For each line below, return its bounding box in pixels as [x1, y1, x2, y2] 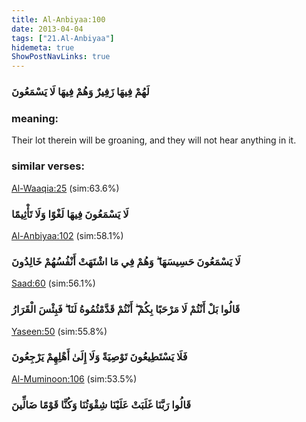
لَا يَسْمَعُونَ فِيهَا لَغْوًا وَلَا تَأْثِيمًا [11, 207, 129, 221]
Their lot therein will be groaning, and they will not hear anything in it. [11, 134, 297, 146]
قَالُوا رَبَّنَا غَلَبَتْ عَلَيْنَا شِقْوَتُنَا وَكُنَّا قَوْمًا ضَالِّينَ [11, 397, 192, 411]
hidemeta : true [11, 42, 75, 53]
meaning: [11, 111, 59, 125]
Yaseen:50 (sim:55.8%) [11, 325, 108, 337]
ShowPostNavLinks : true [11, 52, 111, 62]
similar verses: [11, 159, 85, 173]
